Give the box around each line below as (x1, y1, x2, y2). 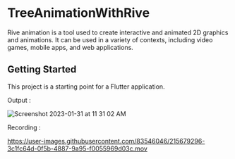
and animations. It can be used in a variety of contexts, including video (7, 35, 213, 44)
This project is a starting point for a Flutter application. (7, 82, 165, 91)
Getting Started (7, 63, 77, 75)
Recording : (7, 123, 41, 132)
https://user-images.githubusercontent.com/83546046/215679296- (7, 136, 205, 145)
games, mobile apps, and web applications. (7, 43, 134, 51)
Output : (7, 96, 31, 104)
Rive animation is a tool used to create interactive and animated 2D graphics (7, 28, 229, 37)
